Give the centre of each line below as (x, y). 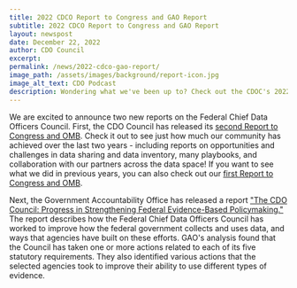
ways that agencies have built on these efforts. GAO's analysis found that (143, 237)
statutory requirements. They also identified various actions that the (133, 256)
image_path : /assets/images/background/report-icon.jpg (114, 75)
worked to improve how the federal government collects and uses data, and (147, 228)
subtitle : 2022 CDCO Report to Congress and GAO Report (114, 26)
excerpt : (25, 58)
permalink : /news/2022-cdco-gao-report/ (85, 67)
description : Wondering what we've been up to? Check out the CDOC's (140, 91)
